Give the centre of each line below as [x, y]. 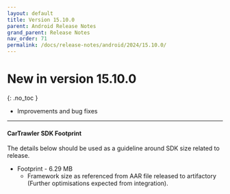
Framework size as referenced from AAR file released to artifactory [122, 176]
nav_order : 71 [27, 39]
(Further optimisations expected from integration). [98, 183]
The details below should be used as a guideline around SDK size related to [114, 148]
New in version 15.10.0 [72, 79]
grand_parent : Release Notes [49, 32]
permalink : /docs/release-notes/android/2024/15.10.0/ [87, 45]
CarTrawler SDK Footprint [44, 133]
